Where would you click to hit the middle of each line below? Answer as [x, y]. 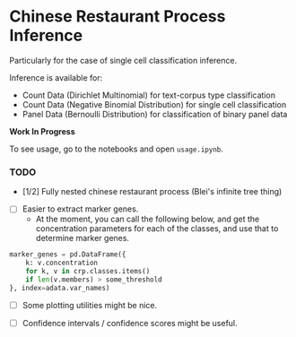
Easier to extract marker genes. [80, 209]
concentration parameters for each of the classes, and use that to [157, 229]
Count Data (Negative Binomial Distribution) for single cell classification [154, 104]
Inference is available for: [56, 77]
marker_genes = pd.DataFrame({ [68, 255]
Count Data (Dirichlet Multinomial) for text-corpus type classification [149, 95]
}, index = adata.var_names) [60, 288]
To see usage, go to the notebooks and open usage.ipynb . [117, 149]
